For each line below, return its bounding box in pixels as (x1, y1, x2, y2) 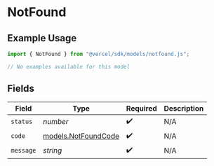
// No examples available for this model (7, 63, 131, 70)
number (43, 117, 69, 127)
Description (163, 103, 204, 113)
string (43, 146, 62, 155)
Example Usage (7, 32, 77, 44)
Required (126, 103, 158, 113)
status (11, 118, 33, 126)
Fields (7, 83, 35, 95)
